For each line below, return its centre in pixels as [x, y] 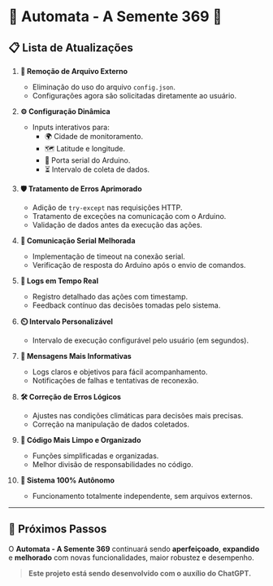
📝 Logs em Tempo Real [59, 281]
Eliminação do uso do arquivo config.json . [104, 87]
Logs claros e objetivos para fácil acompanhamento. [120, 372]
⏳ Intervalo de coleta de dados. [97, 169]
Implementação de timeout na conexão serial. [108, 256]
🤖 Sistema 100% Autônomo [67, 480]
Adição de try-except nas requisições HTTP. [107, 208]
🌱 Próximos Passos [58, 529]
